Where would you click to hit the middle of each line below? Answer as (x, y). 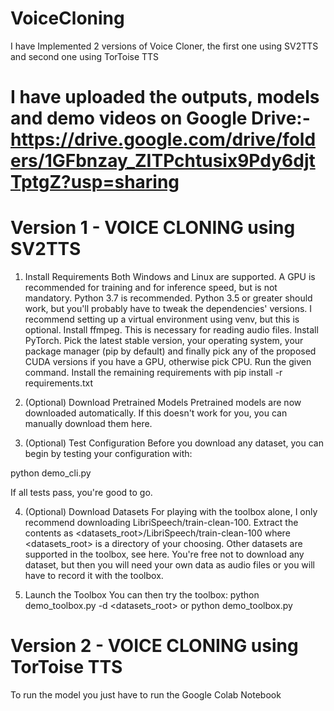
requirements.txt (59, 383)
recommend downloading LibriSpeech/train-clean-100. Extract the (161, 523)
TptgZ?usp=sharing (95, 182)
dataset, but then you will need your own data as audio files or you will (169, 565)
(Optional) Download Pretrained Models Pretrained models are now (163, 403)
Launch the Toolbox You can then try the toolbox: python (142, 595)
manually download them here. (88, 424)
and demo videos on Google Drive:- (160, 118)
